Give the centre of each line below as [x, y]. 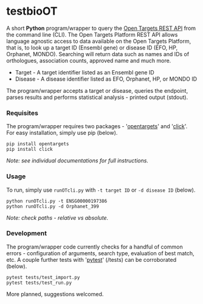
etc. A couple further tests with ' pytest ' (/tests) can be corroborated [91, 259]
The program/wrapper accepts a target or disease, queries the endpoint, [97, 90]
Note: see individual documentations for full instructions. [77, 161]
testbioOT [32, 11]
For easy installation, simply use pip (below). [62, 133]
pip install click [29, 150]
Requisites [22, 113]
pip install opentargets [38, 144]
